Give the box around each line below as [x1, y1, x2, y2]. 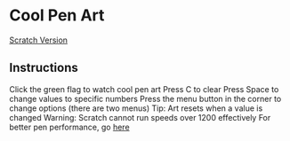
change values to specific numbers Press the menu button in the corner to [9, 93, 282, 104]
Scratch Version [9, 35, 68, 45]
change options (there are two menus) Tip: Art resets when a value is [9, 103, 263, 114]
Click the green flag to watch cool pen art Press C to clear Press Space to [9, 83, 279, 94]
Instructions [9, 60, 78, 75]
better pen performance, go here [9, 121, 131, 132]
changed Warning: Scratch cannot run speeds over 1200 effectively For [9, 112, 271, 122]
